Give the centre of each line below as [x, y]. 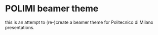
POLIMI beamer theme [52, 9]
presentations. [20, 27]
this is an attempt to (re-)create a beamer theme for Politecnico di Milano [79, 22]
